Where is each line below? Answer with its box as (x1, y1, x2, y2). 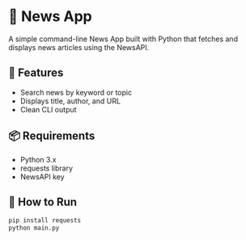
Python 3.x (19, 154, 57, 164)
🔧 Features (8, 66, 64, 80)
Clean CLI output (19, 104, 77, 114)
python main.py (8, 224, 60, 233)
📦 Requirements (8, 129, 95, 143)
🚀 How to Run (8, 195, 78, 208)
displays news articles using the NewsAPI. (8, 42, 150, 52)
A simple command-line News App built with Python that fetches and (8, 34, 239, 44)
